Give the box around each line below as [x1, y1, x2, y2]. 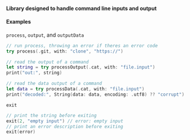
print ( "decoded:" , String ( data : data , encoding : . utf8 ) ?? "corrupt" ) [6, 92, 185, 97]
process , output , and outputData [6, 31, 84, 38]
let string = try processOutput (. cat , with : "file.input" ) [6, 64, 156, 70]
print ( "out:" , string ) [6, 70, 62, 76]
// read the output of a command [6, 59, 89, 65]
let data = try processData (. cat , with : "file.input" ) [6, 86, 145, 92]
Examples [6, 18, 31, 25]
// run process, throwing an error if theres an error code [6, 43, 159, 48]
